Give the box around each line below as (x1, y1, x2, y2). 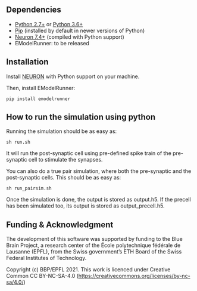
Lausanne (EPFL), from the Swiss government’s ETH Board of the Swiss (6, 248, 182, 255)
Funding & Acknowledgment (6, 219, 114, 230)
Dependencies (6, 5, 61, 15)
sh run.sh (6, 140, 31, 145)
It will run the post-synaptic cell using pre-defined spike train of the (6, 150, 171, 157)
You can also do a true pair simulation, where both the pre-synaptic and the (6, 168, 192, 175)
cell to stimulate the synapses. (28, 156, 103, 163)
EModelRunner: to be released (14, 39, 89, 47)
